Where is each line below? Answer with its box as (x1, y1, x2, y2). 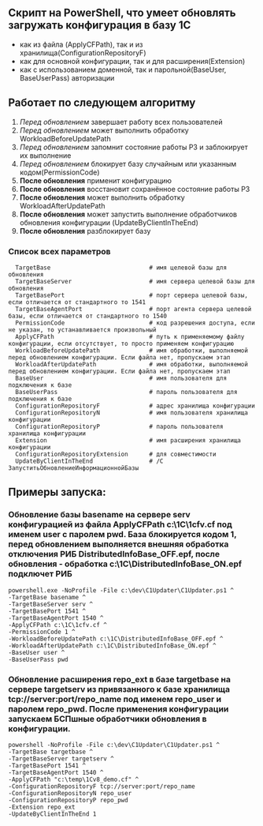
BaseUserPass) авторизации (19, 73, 115, 82)
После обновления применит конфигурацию (19, 175, 172, 185)
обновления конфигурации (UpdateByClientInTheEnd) (19, 217, 198, 227)
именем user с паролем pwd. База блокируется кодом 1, (8, 529, 237, 540)
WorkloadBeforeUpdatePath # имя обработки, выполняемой (15, 347, 248, 355)
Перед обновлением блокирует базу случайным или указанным (19, 159, 237, 168)
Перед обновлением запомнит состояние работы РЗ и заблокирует (19, 142, 248, 152)
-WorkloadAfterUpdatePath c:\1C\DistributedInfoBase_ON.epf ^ (8, 641, 217, 650)
